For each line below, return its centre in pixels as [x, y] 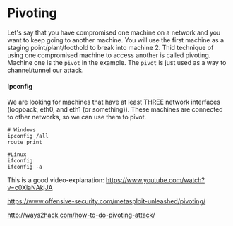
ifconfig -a [25, 167]
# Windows [22, 130]
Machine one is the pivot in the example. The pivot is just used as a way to [117, 62]
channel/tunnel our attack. [46, 70]
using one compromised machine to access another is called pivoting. [109, 55]
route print [25, 143]
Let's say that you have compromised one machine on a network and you [114, 32]
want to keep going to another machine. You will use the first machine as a [116, 40]
